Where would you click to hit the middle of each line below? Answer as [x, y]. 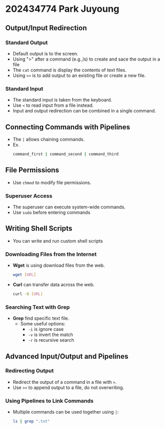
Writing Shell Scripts [39, 229]
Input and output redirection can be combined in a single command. [84, 111]
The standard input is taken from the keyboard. [62, 100]
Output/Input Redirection [46, 28]
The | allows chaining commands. [48, 139]
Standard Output [26, 43]
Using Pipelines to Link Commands [49, 401]
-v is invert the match [50, 335]
